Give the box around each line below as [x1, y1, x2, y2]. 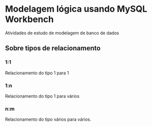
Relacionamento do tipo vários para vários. [5, 116, 91, 123]
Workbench [5, 14, 54, 25]
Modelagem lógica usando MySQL [5, 3, 148, 15]
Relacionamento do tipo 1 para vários [5, 93, 80, 99]
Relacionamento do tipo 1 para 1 [5, 70, 69, 76]
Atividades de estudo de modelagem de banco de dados [5, 30, 119, 36]
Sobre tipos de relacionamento [5, 44, 101, 52]
